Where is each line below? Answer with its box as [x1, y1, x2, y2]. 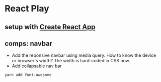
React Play [4, 3, 49, 14]
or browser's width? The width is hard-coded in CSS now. [11, 58, 130, 64]
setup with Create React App [4, 23, 95, 31]
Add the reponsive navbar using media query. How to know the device [11, 52, 156, 58]
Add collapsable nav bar [11, 63, 62, 69]
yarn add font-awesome [4, 73, 52, 78]
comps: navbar [4, 39, 53, 47]
